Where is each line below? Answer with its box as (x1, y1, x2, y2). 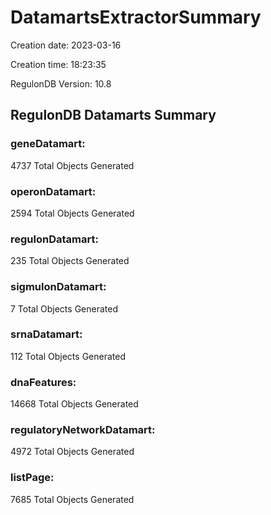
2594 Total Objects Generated (10, 207, 135, 219)
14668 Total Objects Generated (10, 398, 139, 410)
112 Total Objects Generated (10, 350, 126, 362)
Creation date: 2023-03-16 (10, 39, 122, 51)
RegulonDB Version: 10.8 (10, 77, 112, 90)
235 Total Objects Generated (10, 255, 130, 267)
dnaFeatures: (10, 375, 77, 389)
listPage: (10, 471, 55, 485)
